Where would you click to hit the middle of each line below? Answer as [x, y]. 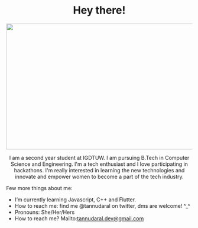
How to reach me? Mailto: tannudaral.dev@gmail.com [79, 218]
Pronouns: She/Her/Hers [45, 212]
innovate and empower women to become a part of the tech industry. [99, 176]
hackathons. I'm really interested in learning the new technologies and [99, 170]
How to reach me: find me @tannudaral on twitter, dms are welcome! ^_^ [102, 205]
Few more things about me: [39, 188]
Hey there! [99, 10]
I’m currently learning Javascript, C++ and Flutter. [75, 200]
